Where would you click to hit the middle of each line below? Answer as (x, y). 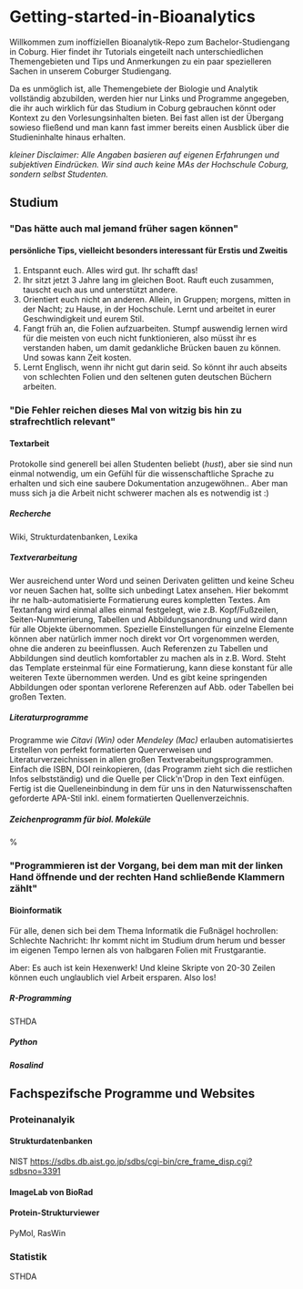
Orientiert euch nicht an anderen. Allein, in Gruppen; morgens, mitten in (157, 300)
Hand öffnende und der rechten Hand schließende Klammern (147, 877)
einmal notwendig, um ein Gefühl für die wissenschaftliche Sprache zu (142, 473)
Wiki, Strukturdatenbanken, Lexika (74, 537)
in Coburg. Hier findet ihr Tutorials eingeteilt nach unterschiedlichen (136, 51)
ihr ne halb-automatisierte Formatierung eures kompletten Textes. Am (140, 599)
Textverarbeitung (43, 558)
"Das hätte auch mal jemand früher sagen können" (124, 229)
